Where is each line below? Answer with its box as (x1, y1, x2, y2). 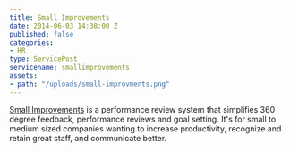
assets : (9, 72, 38, 80)
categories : (9, 38, 54, 47)
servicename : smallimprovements (9, 63, 130, 72)
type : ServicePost (9, 55, 78, 63)
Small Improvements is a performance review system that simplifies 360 (9, 104, 276, 114)
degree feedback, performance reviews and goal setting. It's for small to (9, 114, 277, 124)
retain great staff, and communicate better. (9, 132, 167, 143)
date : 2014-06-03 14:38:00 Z (9, 21, 118, 30)
